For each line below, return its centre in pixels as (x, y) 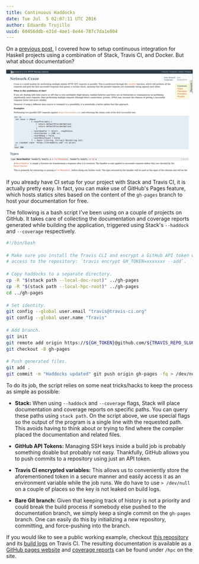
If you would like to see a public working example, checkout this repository (97, 537)
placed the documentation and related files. (68, 435)
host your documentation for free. (47, 201)
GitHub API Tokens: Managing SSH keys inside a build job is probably (100, 446)
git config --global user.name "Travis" (57, 318)
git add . (18, 368)
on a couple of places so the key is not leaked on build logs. (88, 489)
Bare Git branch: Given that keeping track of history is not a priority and (102, 501)
